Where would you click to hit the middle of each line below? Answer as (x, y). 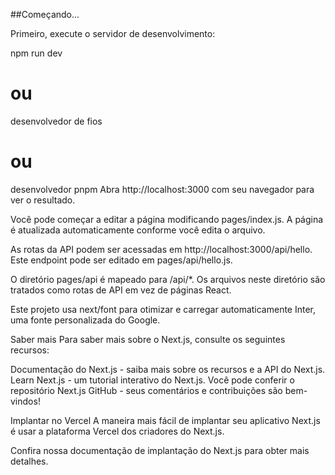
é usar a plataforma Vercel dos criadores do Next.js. (117, 431)
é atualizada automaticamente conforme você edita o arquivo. (138, 230)
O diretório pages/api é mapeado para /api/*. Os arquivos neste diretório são (168, 279)
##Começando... (45, 14)
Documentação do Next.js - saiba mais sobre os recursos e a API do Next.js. (168, 369)
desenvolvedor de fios (56, 121)
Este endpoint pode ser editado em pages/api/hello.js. (121, 260)
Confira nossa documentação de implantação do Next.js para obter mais (160, 450)
